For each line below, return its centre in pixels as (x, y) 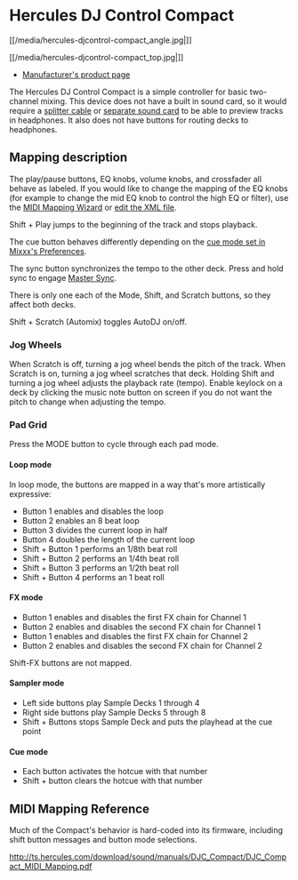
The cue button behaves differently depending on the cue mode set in (137, 242)
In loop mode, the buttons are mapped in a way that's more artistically (137, 484)
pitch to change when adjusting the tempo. (88, 402)
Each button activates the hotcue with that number (115, 772)
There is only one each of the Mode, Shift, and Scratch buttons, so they (140, 295)
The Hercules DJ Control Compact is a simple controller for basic (129, 92)
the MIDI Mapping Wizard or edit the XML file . (93, 207)
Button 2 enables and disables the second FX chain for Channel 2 (142, 645)
